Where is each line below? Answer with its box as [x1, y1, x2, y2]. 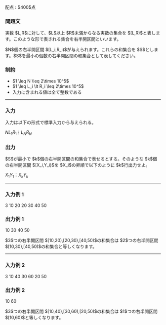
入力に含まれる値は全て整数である [12, 89, 82, 95]
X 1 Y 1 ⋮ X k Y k [5, 172, 29, 179]
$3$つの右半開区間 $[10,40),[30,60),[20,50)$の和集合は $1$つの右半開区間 [5, 308, 158, 314]
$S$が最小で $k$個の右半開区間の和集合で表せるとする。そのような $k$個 [5, 156, 157, 162]
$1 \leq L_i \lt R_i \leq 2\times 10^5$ [12, 83, 84, 89]
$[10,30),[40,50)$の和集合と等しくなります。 [5, 244, 97, 249]
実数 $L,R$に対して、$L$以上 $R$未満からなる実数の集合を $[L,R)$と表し [5, 30, 156, 36]
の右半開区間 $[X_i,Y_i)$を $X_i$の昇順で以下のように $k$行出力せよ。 [5, 162, 150, 168]
